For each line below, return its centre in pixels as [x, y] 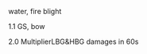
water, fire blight [35, 11]
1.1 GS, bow [27, 26]
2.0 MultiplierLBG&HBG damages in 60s [73, 41]
